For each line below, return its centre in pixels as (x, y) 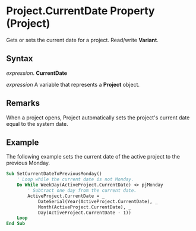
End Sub (16, 224)
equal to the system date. (37, 124)
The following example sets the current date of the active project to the (93, 157)
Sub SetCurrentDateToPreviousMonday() (54, 174)
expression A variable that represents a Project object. (73, 84)
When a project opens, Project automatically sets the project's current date (98, 118)
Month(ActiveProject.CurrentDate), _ (85, 207)
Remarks (23, 103)
